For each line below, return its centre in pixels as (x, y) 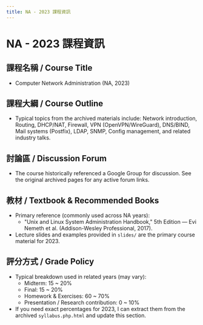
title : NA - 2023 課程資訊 (38, 12)
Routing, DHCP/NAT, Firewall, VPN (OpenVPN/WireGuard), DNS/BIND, (102, 125)
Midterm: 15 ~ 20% (48, 283)
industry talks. (33, 138)
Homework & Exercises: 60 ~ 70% (67, 296)
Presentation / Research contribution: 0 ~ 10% (82, 302)
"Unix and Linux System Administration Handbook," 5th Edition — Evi (110, 222)
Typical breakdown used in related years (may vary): (81, 276)
